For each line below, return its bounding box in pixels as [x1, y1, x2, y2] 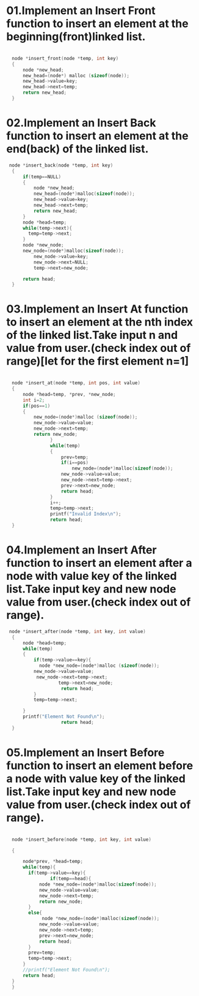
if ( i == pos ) [60, 460, 89, 466]
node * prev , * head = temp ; [22, 859, 84, 865]
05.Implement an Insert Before [6, 745, 165, 759]
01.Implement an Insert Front [6, 4, 156, 18]
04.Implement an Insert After [6, 543, 157, 557]
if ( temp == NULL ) [22, 173, 62, 180]
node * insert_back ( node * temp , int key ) [9, 162, 114, 169]
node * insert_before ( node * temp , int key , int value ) [12, 836, 151, 843]
